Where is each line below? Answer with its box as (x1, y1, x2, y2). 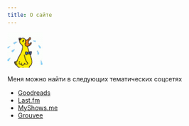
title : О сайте (7, 11, 53, 18)
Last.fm (17, 96, 40, 104)
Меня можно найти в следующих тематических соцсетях (7, 74, 183, 83)
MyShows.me (17, 103, 58, 112)
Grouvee (17, 110, 43, 120)
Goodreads (17, 88, 51, 97)
